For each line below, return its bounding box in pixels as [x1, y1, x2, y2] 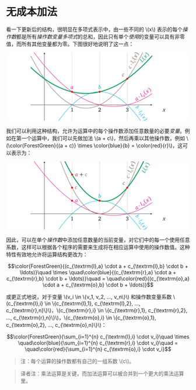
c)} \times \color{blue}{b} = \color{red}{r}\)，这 [69, 141, 183, 149]
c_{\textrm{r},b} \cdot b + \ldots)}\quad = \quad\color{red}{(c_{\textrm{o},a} [6, 275, 190, 282]
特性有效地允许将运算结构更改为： [6, 251, 88, 258]
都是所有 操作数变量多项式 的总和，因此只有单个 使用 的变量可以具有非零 [16, 33, 185, 40]
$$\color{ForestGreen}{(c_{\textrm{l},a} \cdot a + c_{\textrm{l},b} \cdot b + [8, 263, 188, 270]
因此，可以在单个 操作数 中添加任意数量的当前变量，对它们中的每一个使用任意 [6, 236, 190, 243]
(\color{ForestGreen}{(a [6, 141, 63, 149]
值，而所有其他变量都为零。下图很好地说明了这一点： [6, 40, 134, 47]
